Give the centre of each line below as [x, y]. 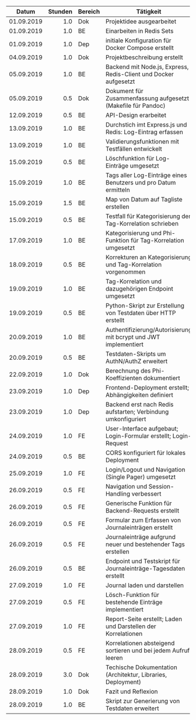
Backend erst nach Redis [139, 405]
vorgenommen [125, 272]
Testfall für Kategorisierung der [148, 216]
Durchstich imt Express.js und [146, 124]
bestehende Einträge [134, 602]
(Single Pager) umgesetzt [141, 477]
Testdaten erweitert [132, 708]
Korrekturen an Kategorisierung [149, 257]
